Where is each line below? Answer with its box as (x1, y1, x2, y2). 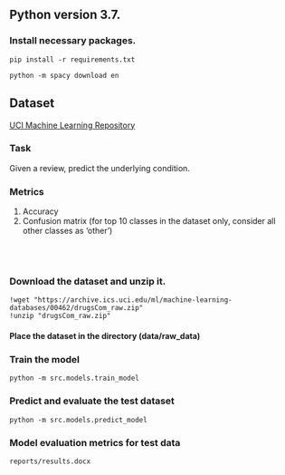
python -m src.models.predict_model (9, 415, 147, 424)
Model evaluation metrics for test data (9, 436, 181, 449)
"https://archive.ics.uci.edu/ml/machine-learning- (33, 296, 233, 305)
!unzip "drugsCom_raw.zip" (9, 312, 111, 321)
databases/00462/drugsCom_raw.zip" (9, 304, 144, 313)
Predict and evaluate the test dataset (9, 394, 175, 407)
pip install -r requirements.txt (9, 54, 136, 64)
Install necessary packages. (9, 34, 137, 47)
